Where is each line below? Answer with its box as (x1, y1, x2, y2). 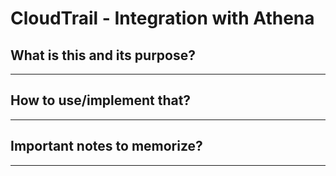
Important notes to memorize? (10, 138, 203, 155)
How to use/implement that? (10, 92, 192, 109)
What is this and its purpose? (10, 47, 196, 64)
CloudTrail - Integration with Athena (10, 7, 315, 30)
